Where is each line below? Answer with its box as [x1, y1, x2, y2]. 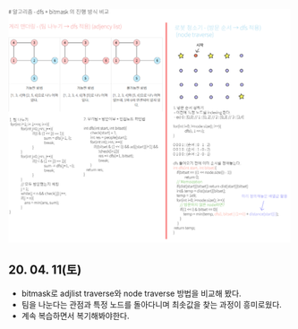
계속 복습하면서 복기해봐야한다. [21, 310, 131, 321]
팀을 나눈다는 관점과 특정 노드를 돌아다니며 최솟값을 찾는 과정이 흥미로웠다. [21, 299, 283, 309]
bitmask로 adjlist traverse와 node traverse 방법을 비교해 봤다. [21, 288, 243, 299]
